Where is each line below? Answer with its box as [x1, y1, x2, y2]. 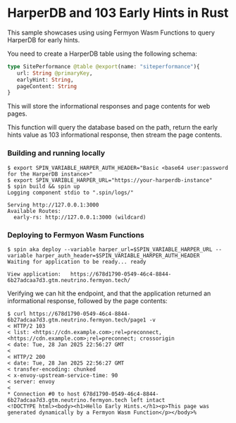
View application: [7, 270, 61, 278]
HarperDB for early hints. [7, 35, 80, 44]
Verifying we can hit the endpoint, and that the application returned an [7, 289, 211, 298]
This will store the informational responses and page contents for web [7, 102, 211, 111]
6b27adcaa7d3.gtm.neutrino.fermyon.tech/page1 [7, 316, 147, 324]
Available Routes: [7, 207, 61, 214]
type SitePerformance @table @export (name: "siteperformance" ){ [7, 63, 200, 70]
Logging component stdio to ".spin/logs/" [7, 189, 134, 196]
